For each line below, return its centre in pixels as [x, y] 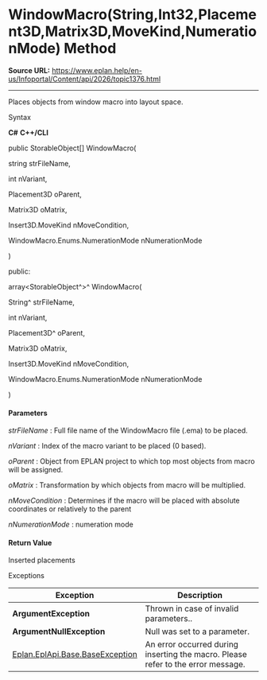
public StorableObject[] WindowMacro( [72, 148]
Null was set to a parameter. [197, 631]
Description [200, 596]
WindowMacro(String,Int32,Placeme [132, 15]
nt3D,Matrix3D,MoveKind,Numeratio [132, 31]
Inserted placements [42, 560]
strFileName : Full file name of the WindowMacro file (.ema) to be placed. [128, 430]
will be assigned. [36, 470]
